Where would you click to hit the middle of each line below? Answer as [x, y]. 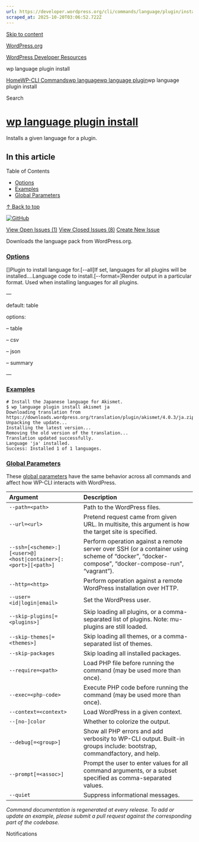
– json [13, 351]
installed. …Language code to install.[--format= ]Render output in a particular [99, 276]
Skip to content [25, 34]
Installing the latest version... [49, 428]
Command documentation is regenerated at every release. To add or [90, 810]
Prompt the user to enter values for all [136, 763]
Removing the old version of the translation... [67, 433]
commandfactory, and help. [122, 754]
